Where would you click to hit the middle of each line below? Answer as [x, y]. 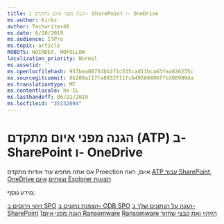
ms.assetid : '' [29, 65]
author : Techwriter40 [38, 26]
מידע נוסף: [21, 192]
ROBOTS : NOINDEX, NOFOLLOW [46, 53]
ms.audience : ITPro [35, 39]
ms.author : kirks [32, 20]
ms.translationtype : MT [42, 84]
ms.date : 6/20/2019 [35, 33]
